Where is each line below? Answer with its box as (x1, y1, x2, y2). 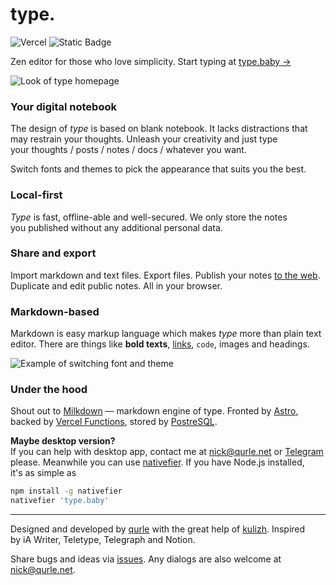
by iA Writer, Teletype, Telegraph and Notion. (10, 534, 196, 546)
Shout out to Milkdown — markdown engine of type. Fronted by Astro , (10, 405, 299, 417)
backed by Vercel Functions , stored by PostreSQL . (10, 416, 218, 428)
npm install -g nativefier (10, 486, 123, 497)
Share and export (10, 246, 97, 260)
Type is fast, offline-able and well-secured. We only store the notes (10, 211, 288, 223)
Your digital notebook (10, 99, 117, 113)
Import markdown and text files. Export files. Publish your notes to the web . (10, 269, 321, 281)
